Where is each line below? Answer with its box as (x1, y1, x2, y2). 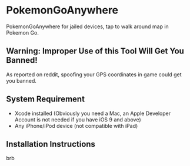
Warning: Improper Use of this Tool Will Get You (6, 46, 184, 56)
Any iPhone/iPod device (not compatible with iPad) (14, 122, 138, 129)
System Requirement (6, 94, 85, 104)
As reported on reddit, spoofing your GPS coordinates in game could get (6, 71, 182, 78)
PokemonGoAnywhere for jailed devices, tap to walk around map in (6, 23, 169, 30)
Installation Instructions (6, 139, 96, 149)
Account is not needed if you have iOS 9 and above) (14, 116, 141, 123)
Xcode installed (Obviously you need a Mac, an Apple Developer (14, 110, 171, 117)
